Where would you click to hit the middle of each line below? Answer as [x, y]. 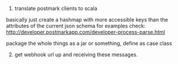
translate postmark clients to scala [56, 8]
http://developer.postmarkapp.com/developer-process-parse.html [85, 32]
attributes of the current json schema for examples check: [76, 26]
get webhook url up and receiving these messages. [76, 54]
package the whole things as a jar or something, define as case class [89, 43]
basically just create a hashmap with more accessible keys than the [87, 19]
